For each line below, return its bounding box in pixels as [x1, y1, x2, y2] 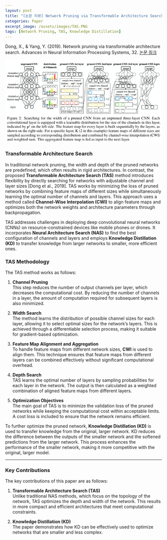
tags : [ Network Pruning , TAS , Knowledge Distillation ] [5, 29, 121, 34]
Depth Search [12, 372, 42, 378]
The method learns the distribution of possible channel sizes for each [12, 315, 155, 322]
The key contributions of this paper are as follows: [5, 478, 108, 484]
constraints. [12, 509, 37, 515]
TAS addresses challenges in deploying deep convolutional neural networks [5, 219, 161, 225]
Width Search [12, 310, 42, 316]
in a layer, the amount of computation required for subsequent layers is [12, 295, 158, 301]
